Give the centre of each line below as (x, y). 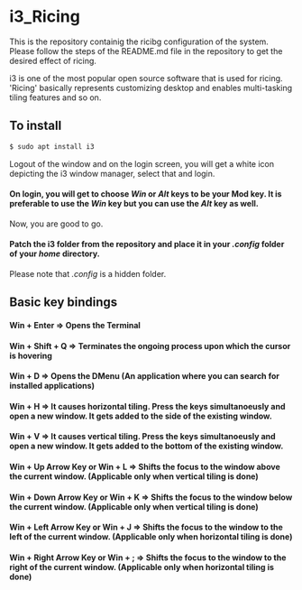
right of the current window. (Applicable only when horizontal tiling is (142, 567)
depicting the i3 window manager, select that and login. (112, 173)
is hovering (31, 355)
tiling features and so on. (55, 97)
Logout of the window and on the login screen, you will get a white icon (142, 163)
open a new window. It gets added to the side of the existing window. (141, 416)
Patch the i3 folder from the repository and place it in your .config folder (147, 244)
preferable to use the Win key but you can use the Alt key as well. (134, 204)
